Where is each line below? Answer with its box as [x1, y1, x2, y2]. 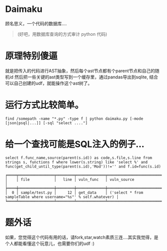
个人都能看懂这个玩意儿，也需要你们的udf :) [5, 240, 95, 247]
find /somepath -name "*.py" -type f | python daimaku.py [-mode [5, 116, 143, 121]
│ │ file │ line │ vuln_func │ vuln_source [5, 177, 135, 182]
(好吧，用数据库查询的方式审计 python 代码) [17, 31, 107, 37]
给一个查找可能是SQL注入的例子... [5, 139, 145, 150]
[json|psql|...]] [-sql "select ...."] [5, 120, 88, 125]
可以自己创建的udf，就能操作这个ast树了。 [5, 80, 92, 86]
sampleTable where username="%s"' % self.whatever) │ [5, 194, 119, 199]
